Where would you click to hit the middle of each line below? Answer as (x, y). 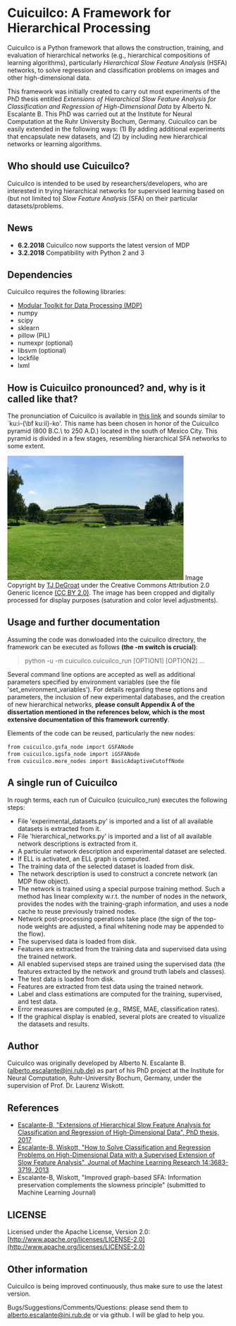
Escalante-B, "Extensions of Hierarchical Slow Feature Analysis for (114, 1125)
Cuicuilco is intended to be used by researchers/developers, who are (107, 183)
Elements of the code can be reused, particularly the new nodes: (101, 733)
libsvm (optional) (42, 351)
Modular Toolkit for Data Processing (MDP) (80, 306)
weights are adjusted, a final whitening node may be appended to (129, 926)
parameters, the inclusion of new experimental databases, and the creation (116, 697)
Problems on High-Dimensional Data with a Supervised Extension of (116, 1155)
